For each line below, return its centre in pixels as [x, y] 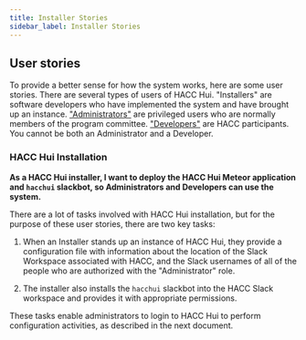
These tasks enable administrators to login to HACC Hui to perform [135, 315]
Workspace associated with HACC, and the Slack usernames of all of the [159, 261]
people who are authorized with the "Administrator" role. [129, 271]
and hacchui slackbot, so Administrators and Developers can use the [142, 187]
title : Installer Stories [58, 18]
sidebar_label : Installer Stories [75, 26]
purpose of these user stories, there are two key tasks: [112, 223]
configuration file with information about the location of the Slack [145, 251]
